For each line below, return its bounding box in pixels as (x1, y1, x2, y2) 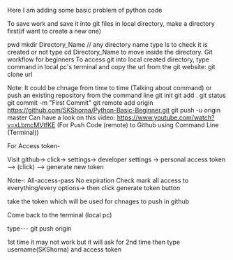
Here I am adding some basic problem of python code (7, 6, 163, 14)
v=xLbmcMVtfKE (7, 121, 56, 129)
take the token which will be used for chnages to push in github (7, 197, 190, 205)
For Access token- (7, 142, 61, 150)
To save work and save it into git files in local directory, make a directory (7, 20, 215, 27)
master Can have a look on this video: (7, 113, 116, 122)
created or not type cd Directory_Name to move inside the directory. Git (7, 48, 213, 56)
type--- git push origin (7, 224, 72, 233)
